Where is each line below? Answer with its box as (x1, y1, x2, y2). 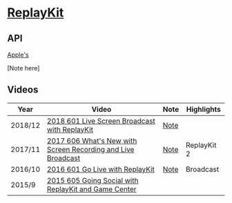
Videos (7, 84, 39, 96)
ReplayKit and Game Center (47, 184, 137, 194)
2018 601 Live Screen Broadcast (47, 116, 155, 126)
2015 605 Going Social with (47, 175, 139, 185)
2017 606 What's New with (47, 136, 137, 146)
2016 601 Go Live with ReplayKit (47, 164, 155, 174)
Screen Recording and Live (47, 144, 135, 154)
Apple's (7, 50, 29, 59)
